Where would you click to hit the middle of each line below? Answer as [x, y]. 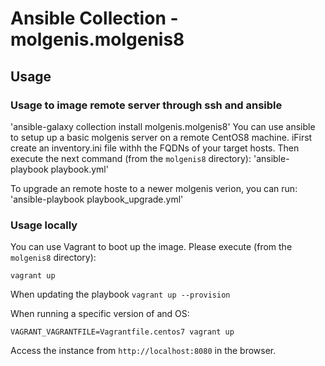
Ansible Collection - [94, 18]
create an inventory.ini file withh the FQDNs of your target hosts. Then [155, 148]
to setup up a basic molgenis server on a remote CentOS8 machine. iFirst [161, 137]
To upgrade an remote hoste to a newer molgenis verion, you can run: [154, 188]
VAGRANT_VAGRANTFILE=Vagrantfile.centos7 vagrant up [122, 332]
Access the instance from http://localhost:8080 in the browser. [143, 351]
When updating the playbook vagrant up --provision [120, 294]
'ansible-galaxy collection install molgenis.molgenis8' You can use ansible [163, 126]
